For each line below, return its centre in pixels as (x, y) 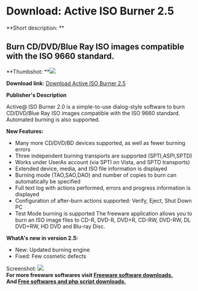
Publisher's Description (36, 95)
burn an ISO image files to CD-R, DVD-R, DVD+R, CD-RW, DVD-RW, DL (103, 220)
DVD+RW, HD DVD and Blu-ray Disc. (60, 226)
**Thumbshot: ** (28, 71)
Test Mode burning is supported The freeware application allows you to (104, 213)
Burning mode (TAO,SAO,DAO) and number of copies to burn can (95, 175)
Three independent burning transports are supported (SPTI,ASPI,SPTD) (104, 156)
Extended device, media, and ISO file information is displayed (91, 168)
